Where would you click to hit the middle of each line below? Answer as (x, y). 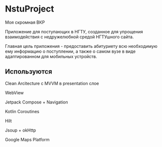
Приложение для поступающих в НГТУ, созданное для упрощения (74, 31)
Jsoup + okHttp (21, 130)
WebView (15, 92)
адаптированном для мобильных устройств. (51, 56)
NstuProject (29, 9)
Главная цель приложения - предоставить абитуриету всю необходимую (81, 46)
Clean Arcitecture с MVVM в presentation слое (52, 83)
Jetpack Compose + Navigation (37, 102)
